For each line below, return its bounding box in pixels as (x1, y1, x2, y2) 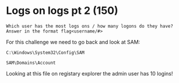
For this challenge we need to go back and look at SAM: (6, 38, 141, 45)
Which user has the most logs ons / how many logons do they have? (6, 23, 174, 29)
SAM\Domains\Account (6, 60, 57, 66)
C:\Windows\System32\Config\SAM (6, 49, 85, 56)
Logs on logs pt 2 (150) (6, 4, 118, 17)
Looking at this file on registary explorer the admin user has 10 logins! (6, 70, 173, 77)
